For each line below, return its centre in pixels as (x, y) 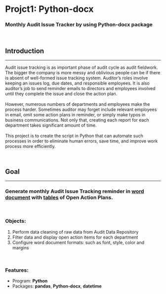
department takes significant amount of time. (51, 125)
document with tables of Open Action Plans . (59, 197)
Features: (17, 270)
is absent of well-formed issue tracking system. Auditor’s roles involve (77, 78)
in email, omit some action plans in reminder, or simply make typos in (75, 115)
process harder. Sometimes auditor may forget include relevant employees (81, 109)
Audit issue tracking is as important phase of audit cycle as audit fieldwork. (82, 67)
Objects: (16, 221)
